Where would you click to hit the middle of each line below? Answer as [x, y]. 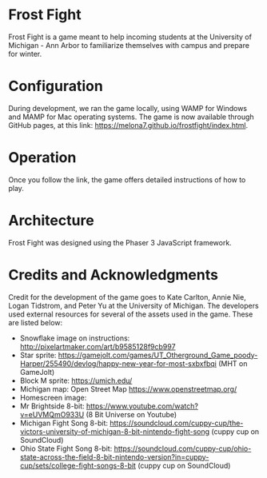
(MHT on [233, 363]
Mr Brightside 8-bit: [52, 406]
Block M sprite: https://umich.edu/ [76, 380]
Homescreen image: [53, 397]
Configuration [56, 86]
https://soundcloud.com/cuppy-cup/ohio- [183, 448]
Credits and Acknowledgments [113, 275]
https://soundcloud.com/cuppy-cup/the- [176, 423]
